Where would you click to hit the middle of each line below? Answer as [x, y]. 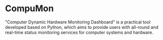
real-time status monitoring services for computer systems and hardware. [79, 32]
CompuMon [30, 9]
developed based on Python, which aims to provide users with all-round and [82, 27]
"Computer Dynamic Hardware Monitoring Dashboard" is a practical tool [78, 22]
